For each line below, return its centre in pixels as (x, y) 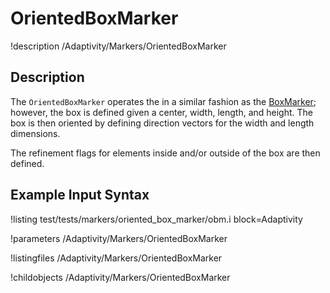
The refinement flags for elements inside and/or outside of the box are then (165, 153)
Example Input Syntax (80, 195)
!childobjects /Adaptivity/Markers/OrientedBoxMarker (120, 277)
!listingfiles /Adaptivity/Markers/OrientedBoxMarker (116, 258)
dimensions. (35, 133)
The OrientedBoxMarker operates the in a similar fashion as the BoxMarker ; (163, 101)
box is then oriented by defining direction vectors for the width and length (162, 123)
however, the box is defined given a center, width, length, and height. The (161, 112)
